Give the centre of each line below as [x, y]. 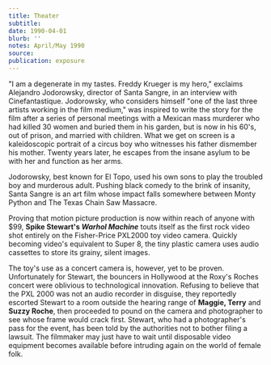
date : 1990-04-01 [38, 31]
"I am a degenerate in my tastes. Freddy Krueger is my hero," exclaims [126, 84]
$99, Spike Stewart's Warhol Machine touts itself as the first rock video [129, 226]
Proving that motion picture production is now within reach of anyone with [131, 218]
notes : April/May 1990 [47, 46]
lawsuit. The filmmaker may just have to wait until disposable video [120, 337]
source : [21, 53]
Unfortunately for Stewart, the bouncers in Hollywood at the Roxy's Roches [133, 276]
